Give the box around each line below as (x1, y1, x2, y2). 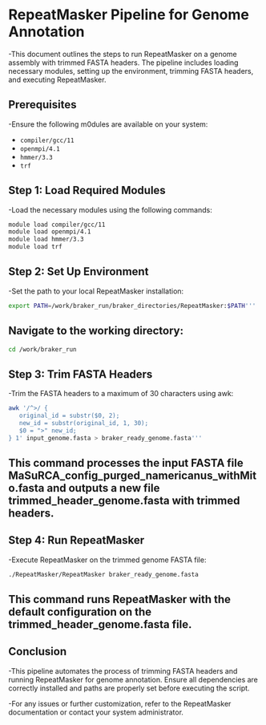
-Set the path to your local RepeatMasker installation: (8, 286, 184, 296)
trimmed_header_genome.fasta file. (8, 618, 192, 631)
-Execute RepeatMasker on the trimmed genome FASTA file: (8, 555, 207, 565)
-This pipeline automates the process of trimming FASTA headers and (8, 666, 238, 675)
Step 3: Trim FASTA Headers (8, 367, 153, 381)
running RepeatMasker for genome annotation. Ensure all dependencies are (8, 674, 259, 684)
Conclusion (8, 645, 67, 658)
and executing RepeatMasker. (8, 75, 107, 84)
